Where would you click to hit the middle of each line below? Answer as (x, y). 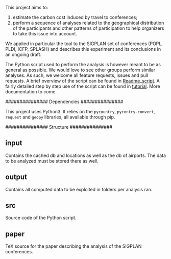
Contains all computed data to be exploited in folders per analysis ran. (79, 189)
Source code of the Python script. (41, 218)
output (16, 177)
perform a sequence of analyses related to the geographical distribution (88, 23)
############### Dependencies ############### (64, 102)
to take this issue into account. (45, 34)
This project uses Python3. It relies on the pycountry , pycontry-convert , (80, 112)
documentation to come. (31, 92)
